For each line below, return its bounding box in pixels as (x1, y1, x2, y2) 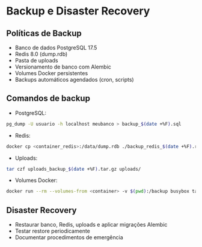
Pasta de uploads (14, 57, 58, 64)
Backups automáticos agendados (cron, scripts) (14, 76, 134, 83)
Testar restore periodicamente (14, 227, 90, 235)
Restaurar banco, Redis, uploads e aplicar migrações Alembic (14, 221, 168, 228)
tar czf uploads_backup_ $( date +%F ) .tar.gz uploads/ (6, 166, 141, 172)
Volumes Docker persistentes (14, 70, 88, 76)
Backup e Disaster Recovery (6, 4, 150, 18)
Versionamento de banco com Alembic (14, 63, 111, 70)
